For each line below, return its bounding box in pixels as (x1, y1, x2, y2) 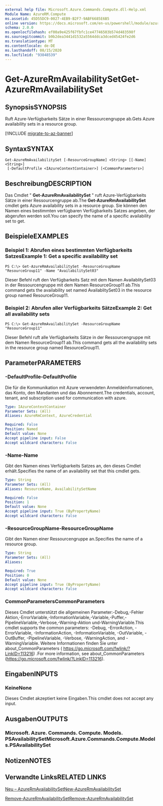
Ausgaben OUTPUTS (5, 714, 68, 723)
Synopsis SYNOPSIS (5, 103, 67, 111)
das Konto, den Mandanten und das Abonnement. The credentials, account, (5, 390, 155, 395)
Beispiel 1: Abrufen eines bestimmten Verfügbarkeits (5, 247, 132, 254)
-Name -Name (5, 451, 38, 458)
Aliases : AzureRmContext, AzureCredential (5, 413, 92, 418)
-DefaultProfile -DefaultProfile (5, 374, 77, 380)
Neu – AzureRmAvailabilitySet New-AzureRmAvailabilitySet (5, 786, 121, 792)
